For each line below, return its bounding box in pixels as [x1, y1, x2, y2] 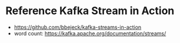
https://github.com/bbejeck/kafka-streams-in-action [14, 24, 142, 31]
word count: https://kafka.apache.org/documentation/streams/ [14, 29, 166, 37]
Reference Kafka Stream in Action [5, 4, 175, 18]
